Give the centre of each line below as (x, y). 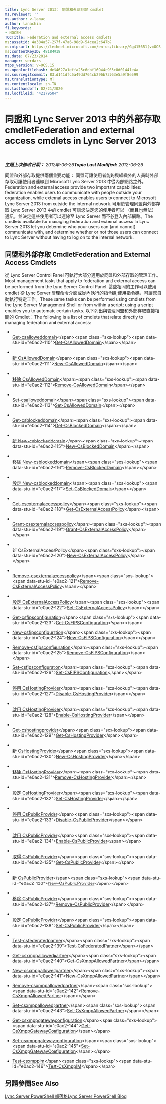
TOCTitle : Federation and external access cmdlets (58, 38)
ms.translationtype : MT (30, 79)
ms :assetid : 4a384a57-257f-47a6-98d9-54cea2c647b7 (58, 42)
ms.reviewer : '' (22, 14)
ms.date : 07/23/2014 (27, 56)
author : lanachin (23, 24)
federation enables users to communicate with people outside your (74, 193)
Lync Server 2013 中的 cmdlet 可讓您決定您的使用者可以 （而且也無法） (83, 210)
